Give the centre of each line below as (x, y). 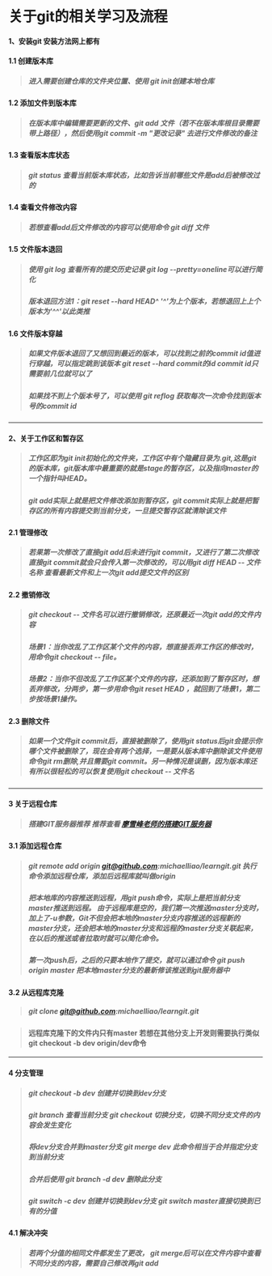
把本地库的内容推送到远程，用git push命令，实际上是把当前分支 (134, 898)
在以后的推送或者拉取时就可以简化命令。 (95, 938)
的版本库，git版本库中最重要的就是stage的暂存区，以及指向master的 (143, 468)
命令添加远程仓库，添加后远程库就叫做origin (102, 876)
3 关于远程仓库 (33, 804)
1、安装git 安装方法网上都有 (54, 40)
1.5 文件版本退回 (36, 249)
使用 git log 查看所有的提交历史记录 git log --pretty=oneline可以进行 (142, 269)
